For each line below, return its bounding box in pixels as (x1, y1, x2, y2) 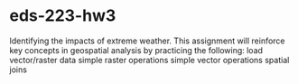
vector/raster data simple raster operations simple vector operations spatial (9, 54, 290, 65)
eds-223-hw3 (9, 5, 116, 26)
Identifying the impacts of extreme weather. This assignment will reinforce (9, 35, 286, 46)
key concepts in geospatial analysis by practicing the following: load (9, 44, 264, 55)
